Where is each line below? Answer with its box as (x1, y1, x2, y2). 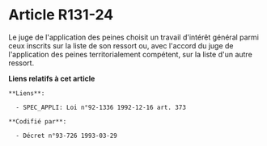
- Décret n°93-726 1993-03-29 (15, 131, 117, 140)
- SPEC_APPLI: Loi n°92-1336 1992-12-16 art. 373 (15, 103, 186, 111)
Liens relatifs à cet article (8, 73, 95, 83)
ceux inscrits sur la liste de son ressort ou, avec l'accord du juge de (8, 40, 234, 50)
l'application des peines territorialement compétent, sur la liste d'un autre (8, 49, 252, 59)
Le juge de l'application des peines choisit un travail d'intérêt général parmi (8, 32, 259, 42)
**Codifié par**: (8, 117, 67, 126)
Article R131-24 (8, 6, 114, 24)
